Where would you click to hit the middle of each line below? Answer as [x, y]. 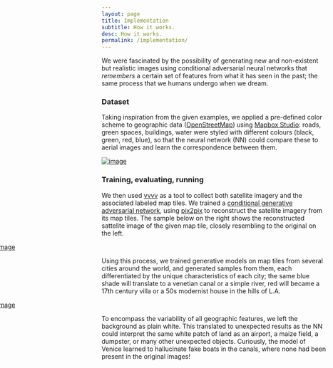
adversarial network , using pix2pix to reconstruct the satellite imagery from [212, 210]
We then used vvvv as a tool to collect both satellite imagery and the [202, 195]
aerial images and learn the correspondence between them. [189, 147]
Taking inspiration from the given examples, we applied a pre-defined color [212, 117]
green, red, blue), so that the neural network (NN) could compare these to [210, 140]
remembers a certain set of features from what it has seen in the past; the [210, 76]
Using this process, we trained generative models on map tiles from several [212, 261]
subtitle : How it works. [138, 27]
